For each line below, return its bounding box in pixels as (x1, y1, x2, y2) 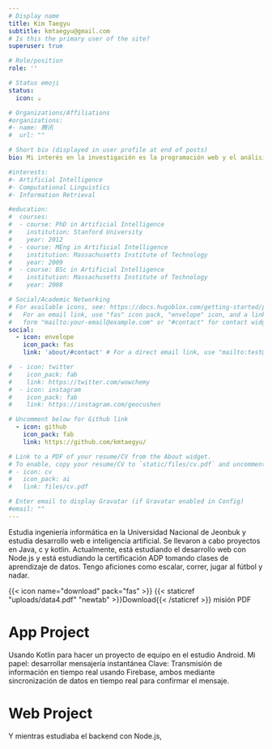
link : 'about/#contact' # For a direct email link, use (23, 348, 216, 357)
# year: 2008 (8, 281, 63, 289)
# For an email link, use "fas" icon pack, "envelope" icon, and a (8, 310, 249, 319)
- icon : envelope (15, 334, 74, 342)
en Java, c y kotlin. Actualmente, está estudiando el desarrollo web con (8, 545, 247, 554)
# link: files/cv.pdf (8, 483, 89, 491)
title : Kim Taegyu (8, 19, 70, 28)
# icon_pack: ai (8, 476, 70, 484)
